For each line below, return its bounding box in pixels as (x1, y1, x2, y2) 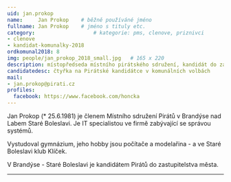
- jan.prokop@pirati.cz (7, 80, 76, 87)
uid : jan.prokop (7, 10, 54, 17)
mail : (7, 73, 23, 81)
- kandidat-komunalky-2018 (7, 42, 85, 49)
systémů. (7, 126, 33, 135)
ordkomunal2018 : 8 (7, 49, 60, 56)
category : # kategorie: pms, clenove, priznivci (7, 29, 205, 36)
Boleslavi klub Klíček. (7, 147, 67, 155)
